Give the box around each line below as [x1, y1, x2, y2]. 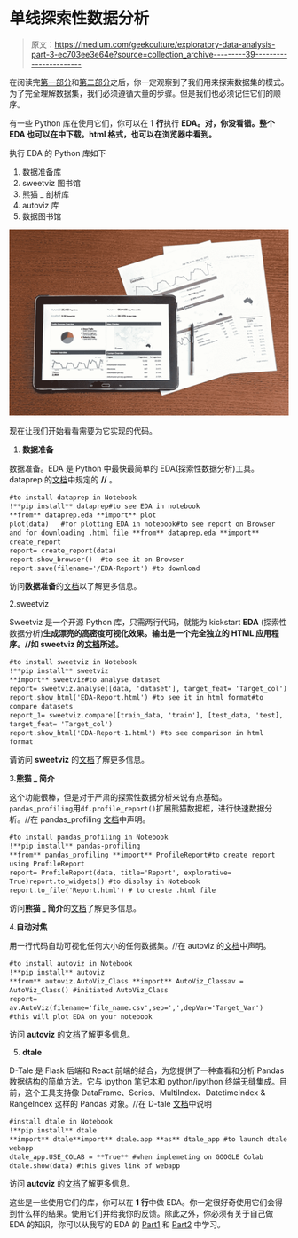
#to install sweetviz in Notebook [9, 657, 137, 666]
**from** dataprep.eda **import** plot [9, 511, 157, 520]
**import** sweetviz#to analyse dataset [9, 675, 161, 684]
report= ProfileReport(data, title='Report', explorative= [9, 868, 232, 877]
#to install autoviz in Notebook [9, 959, 133, 968]
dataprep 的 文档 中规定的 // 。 [9, 474, 117, 484]
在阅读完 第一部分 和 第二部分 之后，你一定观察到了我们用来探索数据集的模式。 [9, 76, 289, 87]
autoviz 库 [21, 200, 59, 210]
